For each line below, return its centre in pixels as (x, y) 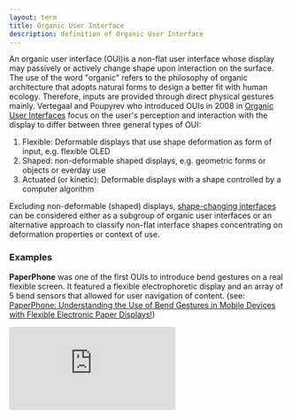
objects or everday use (64, 170)
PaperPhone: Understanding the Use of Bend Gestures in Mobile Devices (142, 305)
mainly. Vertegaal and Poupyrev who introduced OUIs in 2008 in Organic (142, 106)
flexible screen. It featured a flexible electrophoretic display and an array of (146, 286)
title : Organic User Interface (67, 26)
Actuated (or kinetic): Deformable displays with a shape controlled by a (151, 180)
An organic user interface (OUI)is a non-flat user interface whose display (142, 59)
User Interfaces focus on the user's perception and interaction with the (138, 115)
